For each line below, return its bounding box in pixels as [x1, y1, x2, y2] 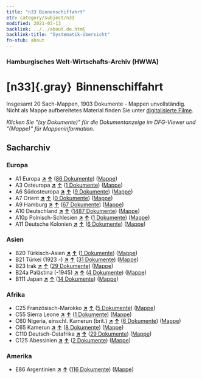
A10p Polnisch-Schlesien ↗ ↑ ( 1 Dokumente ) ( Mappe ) [15, 214, 150, 221]
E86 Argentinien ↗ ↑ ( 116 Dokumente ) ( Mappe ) [15, 366, 134, 373]
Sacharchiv [6, 143, 50, 153]
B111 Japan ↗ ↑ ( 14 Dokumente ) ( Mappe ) [15, 275, 119, 283]
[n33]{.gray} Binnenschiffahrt [6, 80, 163, 94]
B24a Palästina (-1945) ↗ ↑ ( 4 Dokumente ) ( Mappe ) [15, 269, 147, 276]
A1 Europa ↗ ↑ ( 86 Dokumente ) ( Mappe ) [15, 175, 117, 182]
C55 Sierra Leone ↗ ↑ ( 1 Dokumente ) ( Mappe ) [15, 311, 132, 318]
